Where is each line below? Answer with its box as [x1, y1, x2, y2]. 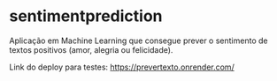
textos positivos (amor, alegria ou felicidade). [9, 44, 173, 55]
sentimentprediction [9, 6, 163, 26]
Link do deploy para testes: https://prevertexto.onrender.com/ [9, 62, 235, 72]
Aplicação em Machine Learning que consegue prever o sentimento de [9, 35, 268, 46]
